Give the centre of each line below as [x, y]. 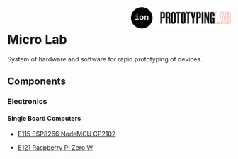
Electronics [27, 102]
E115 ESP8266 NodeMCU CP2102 [67, 134]
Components [36, 82]
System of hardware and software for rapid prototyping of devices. [105, 59]
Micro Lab [37, 40]
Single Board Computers [44, 118]
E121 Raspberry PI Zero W [55, 148]
